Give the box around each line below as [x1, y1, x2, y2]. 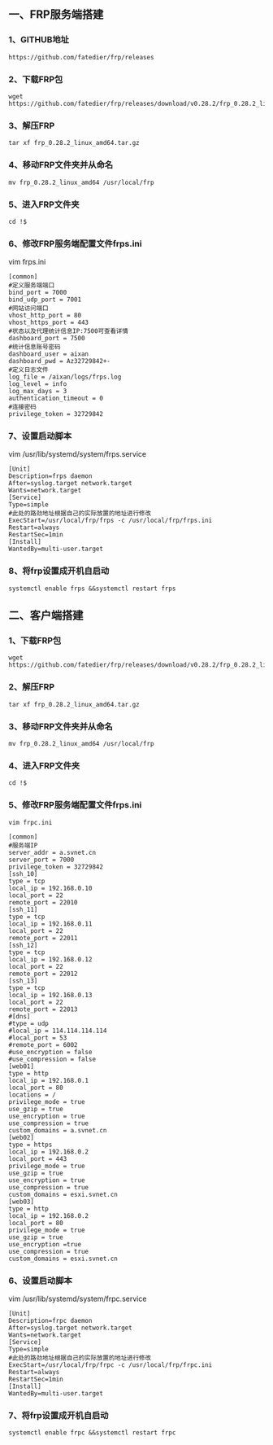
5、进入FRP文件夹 [8, 199, 80, 210]
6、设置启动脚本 [8, 1275, 73, 1286]
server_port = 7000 [8, 856, 75, 864]
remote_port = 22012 [8, 970, 79, 978]
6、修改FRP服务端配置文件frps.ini [8, 238, 142, 249]
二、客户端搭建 [8, 609, 84, 623]
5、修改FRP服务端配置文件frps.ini [8, 799, 142, 811]
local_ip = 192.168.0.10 [8, 884, 93, 892]
